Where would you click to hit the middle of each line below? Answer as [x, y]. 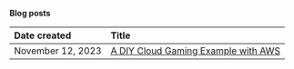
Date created [43, 35]
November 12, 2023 [58, 51]
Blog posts [30, 13]
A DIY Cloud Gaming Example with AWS [195, 51]
